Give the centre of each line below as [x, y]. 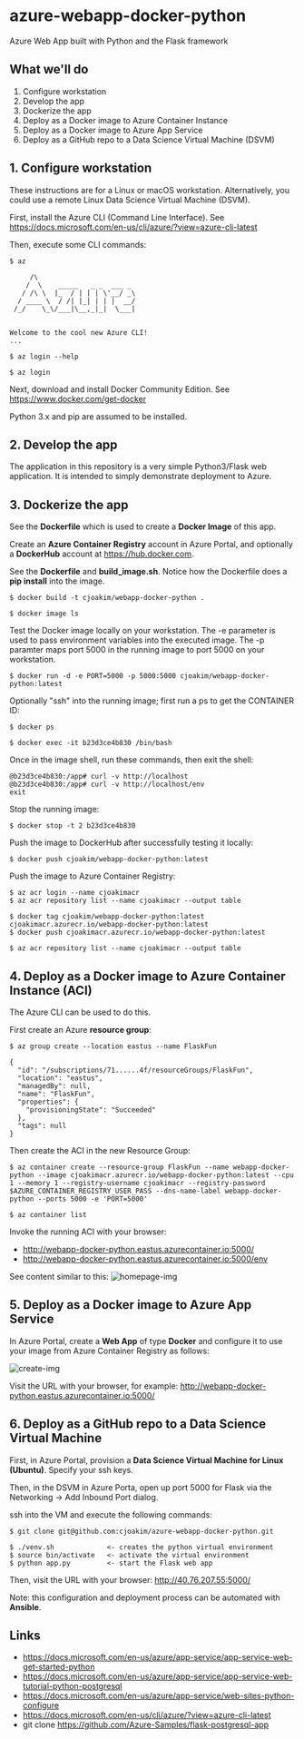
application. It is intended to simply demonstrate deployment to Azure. [141, 477]
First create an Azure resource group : [80, 1030]
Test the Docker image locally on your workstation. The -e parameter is [142, 631]
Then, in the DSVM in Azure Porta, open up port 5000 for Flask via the [141, 1487]
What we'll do [49, 69]
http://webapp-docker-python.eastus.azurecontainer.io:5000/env [145, 1259]
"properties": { [48, 1102]
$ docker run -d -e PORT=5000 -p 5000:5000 [93, 676]
